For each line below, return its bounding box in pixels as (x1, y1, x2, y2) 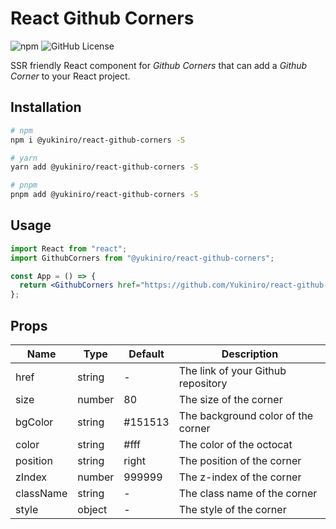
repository (178, 377, 228, 390)
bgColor (15, 415, 54, 429)
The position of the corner (178, 454, 302, 467)
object (77, 503, 108, 516)
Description (221, 347, 279, 361)
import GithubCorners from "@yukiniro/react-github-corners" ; (10, 253, 275, 263)
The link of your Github (178, 364, 287, 377)
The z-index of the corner (178, 470, 302, 484)
